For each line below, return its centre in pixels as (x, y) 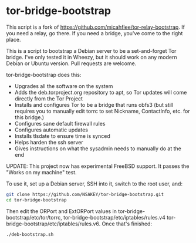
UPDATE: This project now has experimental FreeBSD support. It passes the (98, 166)
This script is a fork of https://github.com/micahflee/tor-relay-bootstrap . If (95, 27)
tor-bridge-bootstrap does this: (44, 75)
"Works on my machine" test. (42, 172)
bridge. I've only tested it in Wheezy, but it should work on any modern (92, 57)
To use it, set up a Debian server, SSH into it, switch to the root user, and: (94, 184)
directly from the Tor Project (49, 99)
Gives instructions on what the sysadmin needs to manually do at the (98, 148)
